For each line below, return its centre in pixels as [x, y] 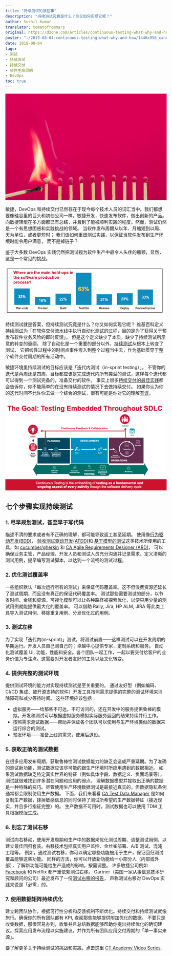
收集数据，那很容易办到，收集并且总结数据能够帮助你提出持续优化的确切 [81, 924]
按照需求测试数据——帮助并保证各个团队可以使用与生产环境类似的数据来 [89, 722]
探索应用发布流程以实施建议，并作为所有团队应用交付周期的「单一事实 [88, 931]
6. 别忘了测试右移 [27, 828]
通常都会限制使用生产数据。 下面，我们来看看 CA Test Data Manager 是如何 [85, 794]
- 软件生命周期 [19, 70]
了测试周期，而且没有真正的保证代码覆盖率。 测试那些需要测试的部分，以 [82, 594]
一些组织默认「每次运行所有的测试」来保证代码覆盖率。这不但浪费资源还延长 [86, 587]
